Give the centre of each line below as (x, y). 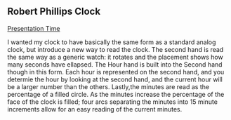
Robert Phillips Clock (54, 12)
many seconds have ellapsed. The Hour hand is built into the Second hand (115, 64)
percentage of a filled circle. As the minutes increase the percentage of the (116, 94)
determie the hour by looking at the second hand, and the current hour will (115, 79)
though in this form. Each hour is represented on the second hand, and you (116, 72)
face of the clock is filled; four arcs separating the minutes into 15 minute (112, 102)
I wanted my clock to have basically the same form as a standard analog (112, 42)
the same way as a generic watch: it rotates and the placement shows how (115, 57)
